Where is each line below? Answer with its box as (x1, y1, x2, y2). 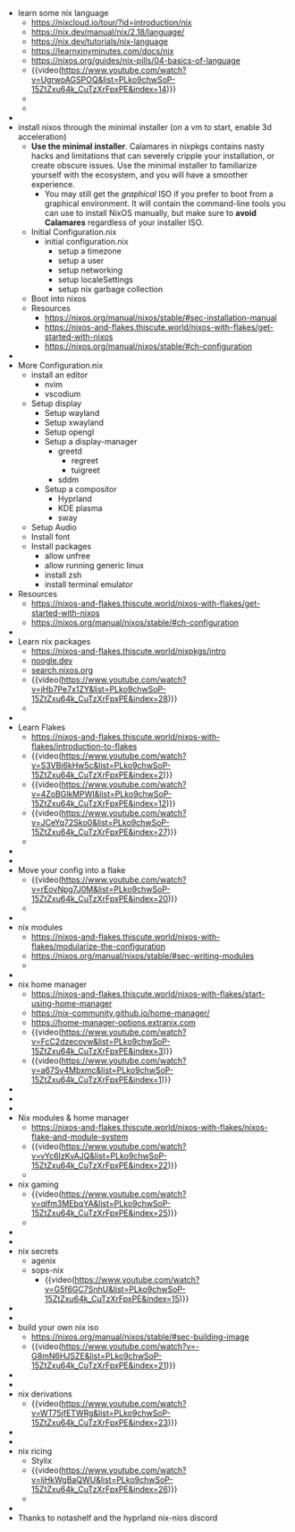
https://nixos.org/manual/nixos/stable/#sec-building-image (30, 1331, 249, 1342)
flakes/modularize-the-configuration (30, 941, 166, 951)
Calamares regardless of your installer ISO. (44, 217, 204, 228)
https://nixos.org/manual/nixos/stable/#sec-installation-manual (44, 313, 277, 323)
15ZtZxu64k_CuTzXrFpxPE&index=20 (30, 894, 168, 904)
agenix (30, 1255, 56, 1266)
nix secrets (17, 1246, 59, 1256)
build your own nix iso (17, 1322, 99, 1332)
